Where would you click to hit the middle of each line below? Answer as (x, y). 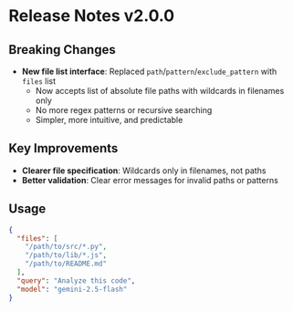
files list (39, 81)
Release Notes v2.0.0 (92, 16)
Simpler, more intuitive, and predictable (109, 120)
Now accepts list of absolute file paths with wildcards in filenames (160, 91)
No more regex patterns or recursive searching (124, 110)
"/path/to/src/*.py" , (66, 247)
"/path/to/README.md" (66, 264)
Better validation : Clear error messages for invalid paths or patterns (150, 180)
